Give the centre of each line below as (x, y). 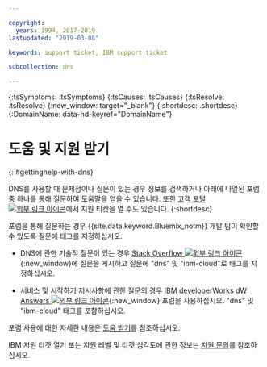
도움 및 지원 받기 (59, 149)
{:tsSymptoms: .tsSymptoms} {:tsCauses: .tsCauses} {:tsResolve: (116, 97)
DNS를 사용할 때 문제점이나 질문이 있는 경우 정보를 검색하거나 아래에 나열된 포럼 (134, 189)
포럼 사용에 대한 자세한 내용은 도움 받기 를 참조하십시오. (94, 328)
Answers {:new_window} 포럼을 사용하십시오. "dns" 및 (137, 301)
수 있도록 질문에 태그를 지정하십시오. (65, 236)
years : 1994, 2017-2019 (55, 30)
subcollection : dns (41, 67)
